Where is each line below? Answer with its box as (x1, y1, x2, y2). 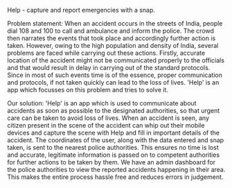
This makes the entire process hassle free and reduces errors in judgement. (7, 173, 224, 181)
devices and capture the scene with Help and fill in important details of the (7, 128, 220, 137)
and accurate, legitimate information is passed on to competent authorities (7, 151, 220, 159)
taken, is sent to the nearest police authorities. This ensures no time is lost (7, 144, 220, 151)
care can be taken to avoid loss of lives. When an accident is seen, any (7, 114, 210, 122)
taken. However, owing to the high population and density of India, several (7, 42, 219, 49)
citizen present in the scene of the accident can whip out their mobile (7, 121, 205, 129)
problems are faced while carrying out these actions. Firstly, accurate (7, 49, 206, 57)
